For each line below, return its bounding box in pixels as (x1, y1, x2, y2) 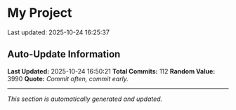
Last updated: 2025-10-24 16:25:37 (7, 28, 110, 36)
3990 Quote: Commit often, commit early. (7, 74, 129, 83)
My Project (7, 5, 72, 21)
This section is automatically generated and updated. (7, 95, 163, 103)
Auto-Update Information (7, 48, 121, 60)
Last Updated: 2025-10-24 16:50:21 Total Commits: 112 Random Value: (7, 67, 216, 75)
